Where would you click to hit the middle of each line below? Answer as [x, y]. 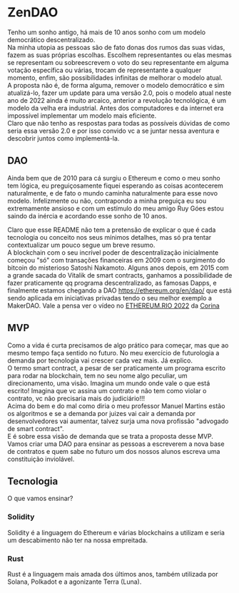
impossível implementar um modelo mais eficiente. [82, 116]
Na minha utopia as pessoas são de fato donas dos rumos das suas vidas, [116, 47]
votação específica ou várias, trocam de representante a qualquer [105, 70]
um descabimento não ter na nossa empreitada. [78, 540]
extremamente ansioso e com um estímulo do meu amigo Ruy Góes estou [116, 208]
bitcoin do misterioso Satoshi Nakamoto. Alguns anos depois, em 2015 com [118, 268]
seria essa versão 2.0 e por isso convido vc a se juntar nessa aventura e [113, 131]
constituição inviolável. [41, 459]
